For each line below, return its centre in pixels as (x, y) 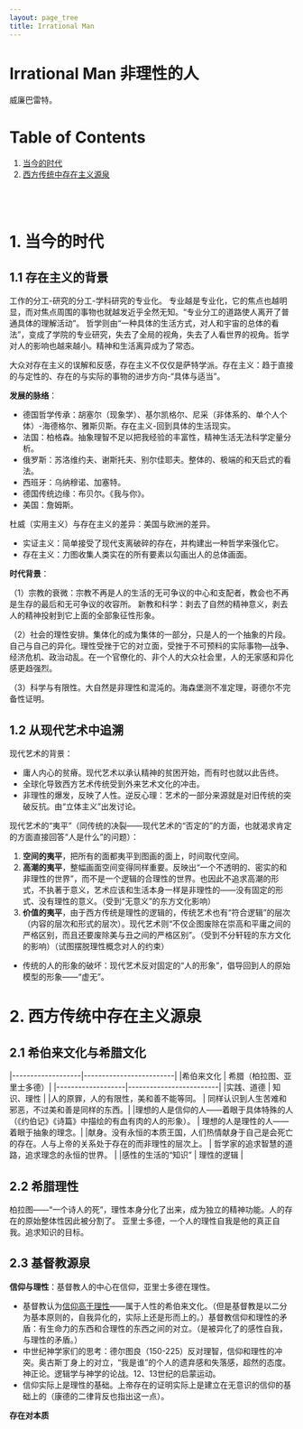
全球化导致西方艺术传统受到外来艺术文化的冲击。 (113, 784)
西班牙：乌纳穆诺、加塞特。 (74, 483)
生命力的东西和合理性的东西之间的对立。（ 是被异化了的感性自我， (167, 1328)
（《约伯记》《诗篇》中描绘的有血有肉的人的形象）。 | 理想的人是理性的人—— (149, 1121)
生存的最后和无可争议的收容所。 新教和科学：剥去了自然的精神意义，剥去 (152, 604)
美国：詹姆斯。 (50, 505)
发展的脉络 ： (33, 396)
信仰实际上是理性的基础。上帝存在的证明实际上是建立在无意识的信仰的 (153, 1385)
